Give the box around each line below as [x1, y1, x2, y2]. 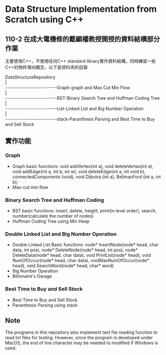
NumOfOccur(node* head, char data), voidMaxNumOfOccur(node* [12, 258, 149, 264]
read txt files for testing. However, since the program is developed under [5, 335, 153, 341]
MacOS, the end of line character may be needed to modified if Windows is [5, 340, 158, 346]
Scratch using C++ [5, 14, 84, 25]
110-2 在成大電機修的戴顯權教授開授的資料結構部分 [5, 35, 160, 43]
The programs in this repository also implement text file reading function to [5, 329, 158, 335]
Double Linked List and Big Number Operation [5, 231, 117, 237]
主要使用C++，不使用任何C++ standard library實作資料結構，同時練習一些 [5, 58, 156, 64]
